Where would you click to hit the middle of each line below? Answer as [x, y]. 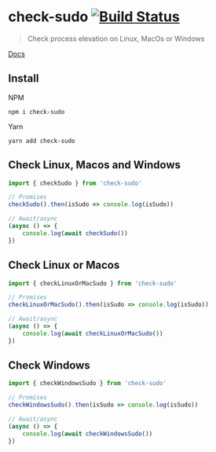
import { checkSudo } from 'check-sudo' [75, 183]
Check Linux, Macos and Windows [95, 165]
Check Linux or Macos [64, 265]
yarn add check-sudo [42, 141]
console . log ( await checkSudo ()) [75, 233]
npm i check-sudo [37, 112]
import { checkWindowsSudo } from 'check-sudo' [88, 384]
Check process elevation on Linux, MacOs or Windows [116, 39]
